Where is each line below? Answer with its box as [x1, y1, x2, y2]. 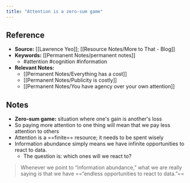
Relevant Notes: [14, 64, 54, 71]
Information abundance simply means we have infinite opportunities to [14, 140, 185, 147]
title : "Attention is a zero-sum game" [6, 8, 103, 15]
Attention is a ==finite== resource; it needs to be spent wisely [14, 134, 164, 141]
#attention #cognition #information [23, 58, 108, 65]
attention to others [14, 128, 60, 135]
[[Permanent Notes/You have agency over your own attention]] [23, 83, 175, 90]
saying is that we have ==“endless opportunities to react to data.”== [20, 170, 185, 177]
